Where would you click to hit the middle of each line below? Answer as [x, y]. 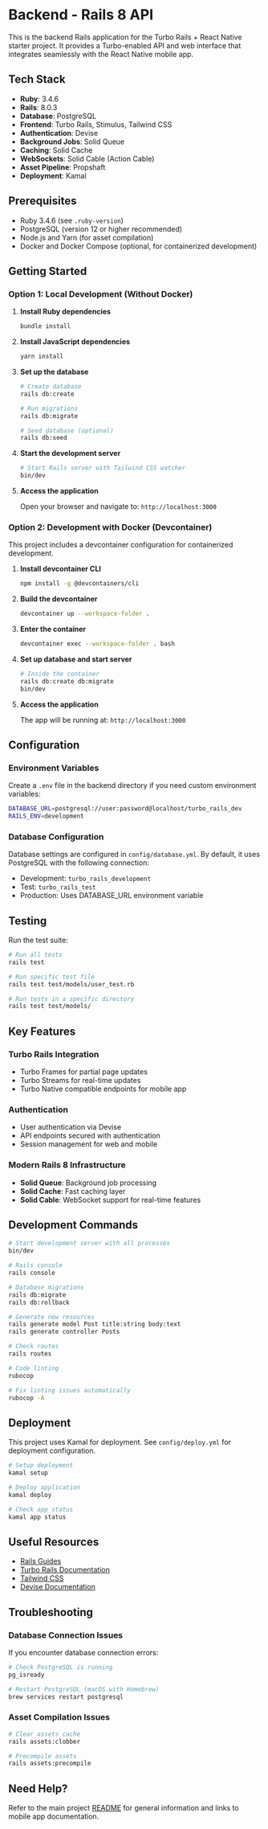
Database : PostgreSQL [58, 116]
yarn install [42, 357]
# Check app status [41, 1509]
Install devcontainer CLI [61, 569]
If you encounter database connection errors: [83, 1653]
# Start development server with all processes [89, 1244]
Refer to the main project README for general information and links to [124, 1808]
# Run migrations [49, 408]
